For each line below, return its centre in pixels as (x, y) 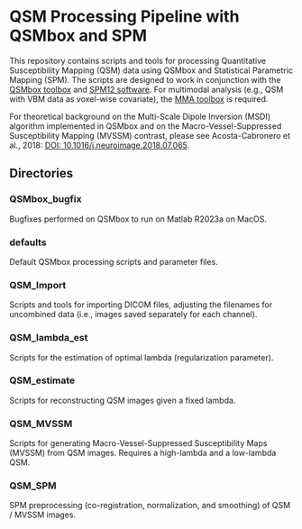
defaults (28, 242)
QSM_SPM (33, 486)
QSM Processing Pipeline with (124, 17)
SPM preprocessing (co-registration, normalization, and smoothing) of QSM (150, 506)
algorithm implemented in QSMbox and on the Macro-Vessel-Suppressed (146, 126)
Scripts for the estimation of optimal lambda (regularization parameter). (142, 357)
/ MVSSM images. (43, 515)
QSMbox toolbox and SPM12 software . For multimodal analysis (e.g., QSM (146, 89)
